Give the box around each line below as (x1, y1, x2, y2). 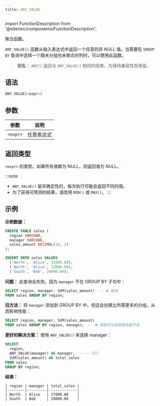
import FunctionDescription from (5, 20, 71, 26)
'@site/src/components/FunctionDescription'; (5, 25, 97, 32)
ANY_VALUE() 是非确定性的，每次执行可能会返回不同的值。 (12, 183, 128, 189)
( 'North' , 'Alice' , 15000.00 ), (9, 260, 73, 265)
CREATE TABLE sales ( (5, 228, 49, 233)
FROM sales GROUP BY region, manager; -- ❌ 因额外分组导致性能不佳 (5, 323, 140, 327)
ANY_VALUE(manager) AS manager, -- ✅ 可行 (9, 351, 99, 356)
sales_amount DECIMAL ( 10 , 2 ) (9, 242, 69, 247)
